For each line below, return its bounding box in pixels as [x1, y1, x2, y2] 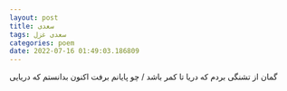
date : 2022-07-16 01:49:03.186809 [9, 47, 140, 56]
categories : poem [9, 38, 75, 48]
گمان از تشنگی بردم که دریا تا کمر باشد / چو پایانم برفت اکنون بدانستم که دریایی [9, 71, 278, 82]
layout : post [9, 13, 59, 23]
